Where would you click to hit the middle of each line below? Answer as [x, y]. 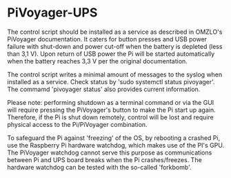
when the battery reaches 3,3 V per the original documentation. [97, 61]
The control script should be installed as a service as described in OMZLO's [115, 32]
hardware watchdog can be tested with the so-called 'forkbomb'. [99, 167]
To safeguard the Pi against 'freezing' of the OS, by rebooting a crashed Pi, [114, 138]
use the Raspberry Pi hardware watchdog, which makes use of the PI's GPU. [116, 145]
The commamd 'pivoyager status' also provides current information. [104, 89]
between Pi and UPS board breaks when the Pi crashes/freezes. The [104, 159]
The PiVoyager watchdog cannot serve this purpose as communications [110, 152]
